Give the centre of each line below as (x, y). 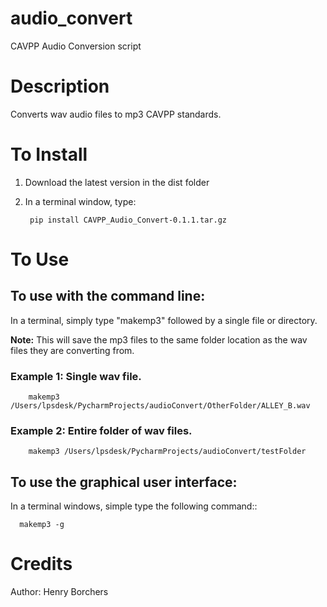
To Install (49, 154)
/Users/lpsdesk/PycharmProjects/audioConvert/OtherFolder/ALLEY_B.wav (160, 406)
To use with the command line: (108, 296)
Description (60, 86)
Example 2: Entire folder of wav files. (101, 431)
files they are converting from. (72, 350)
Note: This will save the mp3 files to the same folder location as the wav (159, 339)
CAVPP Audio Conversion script (76, 46)
